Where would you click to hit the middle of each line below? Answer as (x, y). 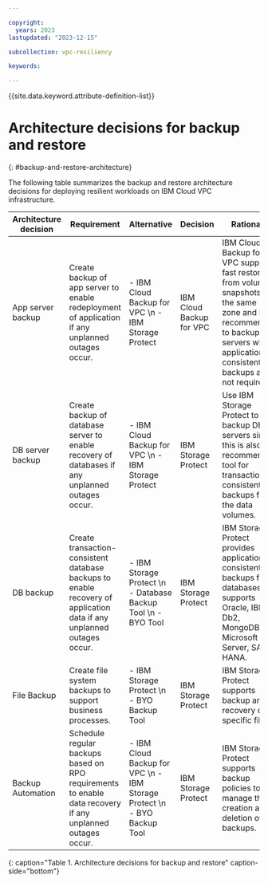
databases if (92, 465)
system (83, 680)
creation (238, 808)
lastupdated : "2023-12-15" (53, 37)
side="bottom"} (34, 871)
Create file (89, 671)
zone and (240, 313)
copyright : (26, 22)
